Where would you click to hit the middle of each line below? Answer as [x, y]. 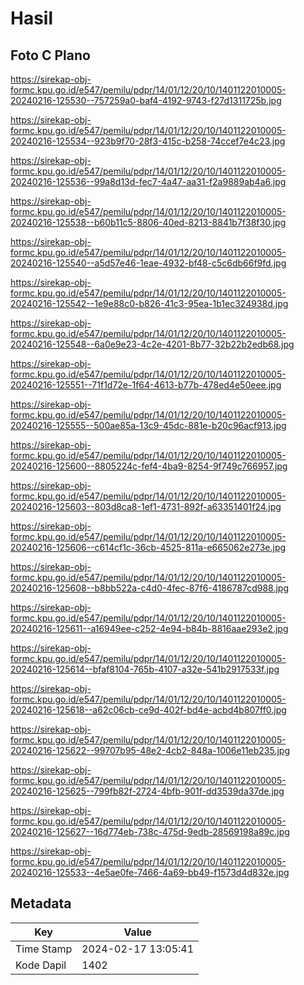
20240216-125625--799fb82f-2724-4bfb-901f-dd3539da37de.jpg [147, 791]
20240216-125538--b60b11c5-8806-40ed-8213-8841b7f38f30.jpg [148, 222]
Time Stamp [44, 949]
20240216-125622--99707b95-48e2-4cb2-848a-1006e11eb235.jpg [150, 750]
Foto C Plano [50, 55]
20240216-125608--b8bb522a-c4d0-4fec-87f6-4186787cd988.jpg [150, 588]
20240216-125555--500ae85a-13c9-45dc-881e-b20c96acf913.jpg [148, 425]
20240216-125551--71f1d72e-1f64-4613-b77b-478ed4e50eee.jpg [146, 385]
